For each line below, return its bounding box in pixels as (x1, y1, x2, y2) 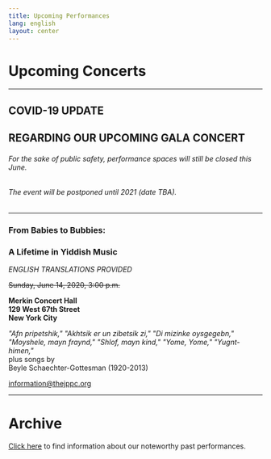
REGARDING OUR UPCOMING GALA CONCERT (8, 131, 246, 145)
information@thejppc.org (8, 379, 92, 389)
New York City (8, 313, 58, 323)
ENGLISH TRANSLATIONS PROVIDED (8, 264, 133, 275)
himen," (8, 346, 34, 356)
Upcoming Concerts (8, 61, 147, 80)
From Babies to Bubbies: (8, 224, 106, 235)
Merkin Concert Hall (8, 296, 78, 305)
